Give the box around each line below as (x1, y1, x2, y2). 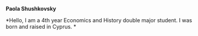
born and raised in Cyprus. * (5, 23, 77, 30)
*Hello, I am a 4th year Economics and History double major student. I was (5, 17, 193, 23)
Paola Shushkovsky (5, 5, 57, 12)
